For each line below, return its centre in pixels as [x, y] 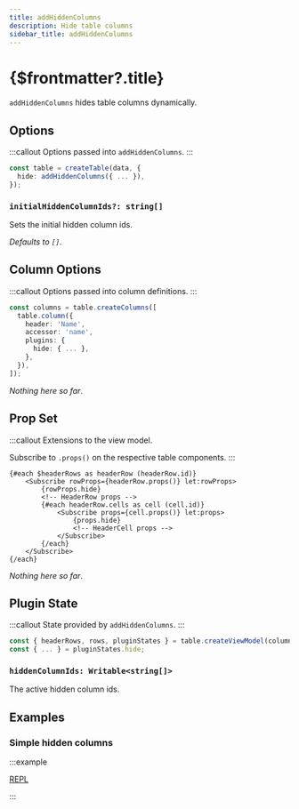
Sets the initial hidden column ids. [71, 225]
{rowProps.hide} [71, 489]
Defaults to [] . [36, 242]
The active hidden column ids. [65, 689]
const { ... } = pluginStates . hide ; [77, 650]
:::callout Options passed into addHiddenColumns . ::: [101, 152]
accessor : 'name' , [59, 332]
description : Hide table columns [71, 26]
